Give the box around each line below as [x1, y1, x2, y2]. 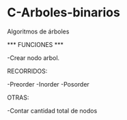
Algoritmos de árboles [7, 27, 70, 35]
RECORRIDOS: [7, 67, 48, 75]
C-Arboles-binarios [7, 5, 121, 20]
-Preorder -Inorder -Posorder [7, 80, 90, 88]
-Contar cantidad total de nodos [7, 106, 98, 115]
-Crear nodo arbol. [7, 53, 60, 62]
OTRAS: [7, 93, 29, 102]
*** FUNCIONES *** [7, 40, 63, 48]
